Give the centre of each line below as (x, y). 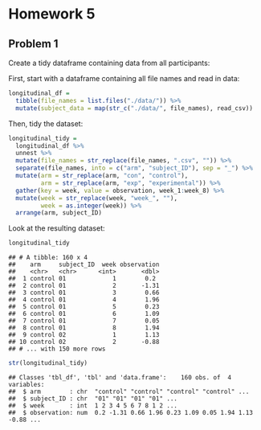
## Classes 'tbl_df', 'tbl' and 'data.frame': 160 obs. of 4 (120, 378)
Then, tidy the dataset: (46, 123)
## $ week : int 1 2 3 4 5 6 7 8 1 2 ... (93, 406)
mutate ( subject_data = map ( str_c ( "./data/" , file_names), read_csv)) (134, 108)
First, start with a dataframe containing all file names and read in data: (124, 78)
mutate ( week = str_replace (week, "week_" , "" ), (97, 198)
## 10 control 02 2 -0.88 (84, 342)
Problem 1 (33, 44)
